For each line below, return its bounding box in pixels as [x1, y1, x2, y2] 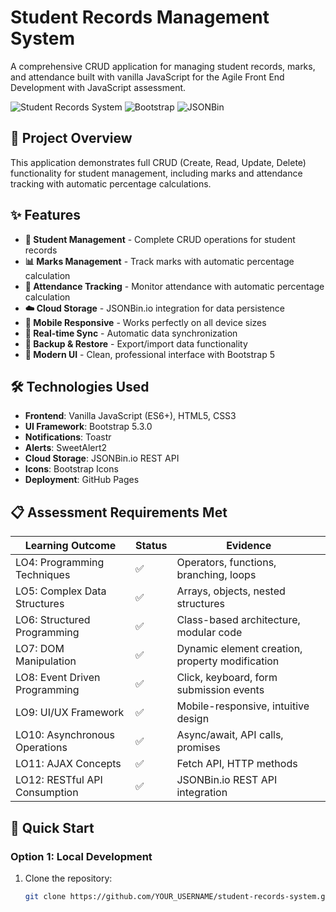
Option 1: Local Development [10, 849, 153, 863]
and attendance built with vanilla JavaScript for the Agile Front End [10, 71, 285, 83]
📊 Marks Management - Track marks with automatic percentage [24, 255, 295, 267]
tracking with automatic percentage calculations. [10, 177, 212, 190]
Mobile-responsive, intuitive [176, 699, 310, 713]
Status [134, 539, 168, 553]
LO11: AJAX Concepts [15, 757, 122, 771]
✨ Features [10, 207, 81, 224]
